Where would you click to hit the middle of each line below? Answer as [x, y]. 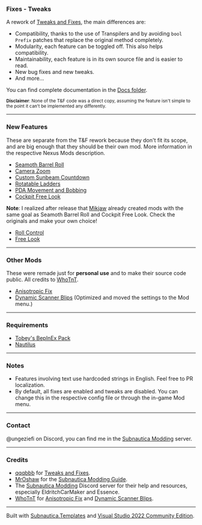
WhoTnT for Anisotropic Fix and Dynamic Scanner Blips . [84, 499]
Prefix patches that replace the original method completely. [89, 40]
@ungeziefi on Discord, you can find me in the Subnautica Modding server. [99, 439]
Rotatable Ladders [38, 184]
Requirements [27, 325]
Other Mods [24, 260]
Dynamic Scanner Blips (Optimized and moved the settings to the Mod [102, 297]
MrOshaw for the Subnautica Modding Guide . [71, 479]
